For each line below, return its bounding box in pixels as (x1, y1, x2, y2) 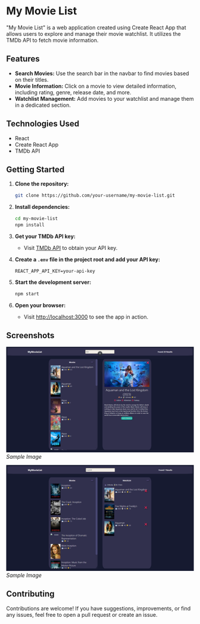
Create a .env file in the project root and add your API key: (14, 256, 161, 263)
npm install (14, 222, 45, 228)
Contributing (6, 589, 55, 599)
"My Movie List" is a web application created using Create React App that (6, 24, 186, 31)
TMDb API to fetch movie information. (6, 36, 99, 44)
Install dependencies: (14, 203, 70, 211)
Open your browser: (14, 301, 66, 308)
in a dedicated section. (14, 101, 71, 109)
